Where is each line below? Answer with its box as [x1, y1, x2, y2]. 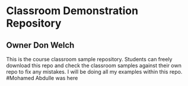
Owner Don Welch [6, 40, 75, 50]
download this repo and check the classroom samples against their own [6, 62, 182, 69]
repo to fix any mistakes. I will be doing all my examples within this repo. [6, 68, 183, 75]
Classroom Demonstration [6, 4, 138, 18]
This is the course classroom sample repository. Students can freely [6, 56, 173, 62]
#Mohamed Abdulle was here [6, 75, 78, 81]
